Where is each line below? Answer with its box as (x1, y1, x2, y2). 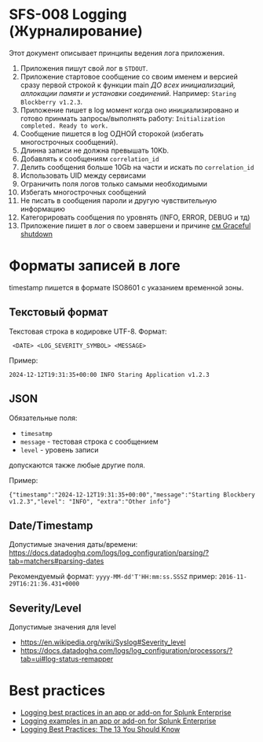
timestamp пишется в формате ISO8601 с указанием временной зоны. (9, 282, 244, 292)
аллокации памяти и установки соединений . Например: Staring (20, 88, 236, 98)
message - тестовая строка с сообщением (20, 437, 159, 446)
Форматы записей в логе (9, 257, 181, 275)
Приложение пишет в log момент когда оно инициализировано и (20, 105, 239, 115)
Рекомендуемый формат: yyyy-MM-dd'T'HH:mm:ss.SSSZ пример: (9, 572, 217, 581)
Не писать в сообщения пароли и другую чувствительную (20, 195, 217, 205)
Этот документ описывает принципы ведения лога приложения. (9, 48, 225, 57)
